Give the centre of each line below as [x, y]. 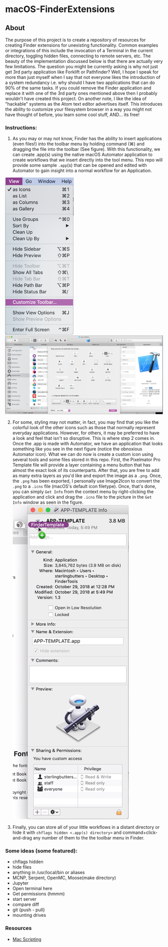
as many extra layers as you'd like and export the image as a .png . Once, [87, 476]
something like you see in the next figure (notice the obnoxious [77, 449]
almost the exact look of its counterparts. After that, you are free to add [86, 470]
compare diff [25, 905]
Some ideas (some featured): [41, 851]
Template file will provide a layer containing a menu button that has [81, 465]
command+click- [140, 832]
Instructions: [21, 128]
